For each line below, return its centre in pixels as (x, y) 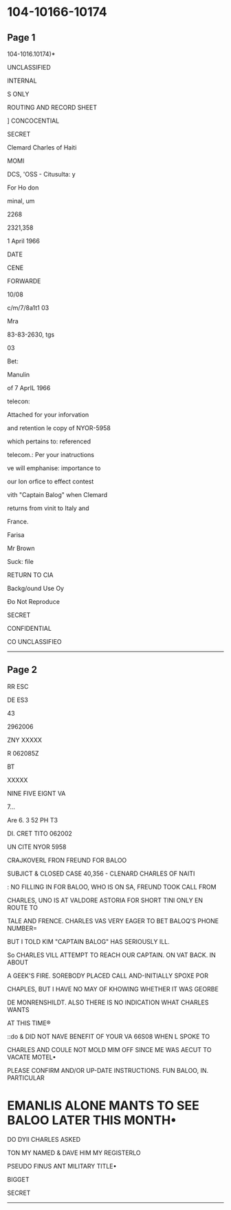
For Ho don (23, 188)
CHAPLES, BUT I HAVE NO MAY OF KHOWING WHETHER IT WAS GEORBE (113, 989)
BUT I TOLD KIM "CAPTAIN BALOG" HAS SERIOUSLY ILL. (88, 941)
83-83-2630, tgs (31, 334)
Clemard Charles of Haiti (42, 148)
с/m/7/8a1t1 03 (28, 308)
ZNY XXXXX (25, 740)
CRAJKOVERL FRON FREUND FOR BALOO (67, 860)
